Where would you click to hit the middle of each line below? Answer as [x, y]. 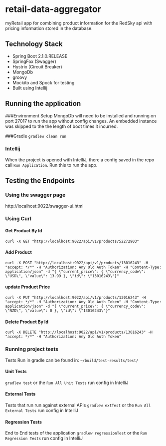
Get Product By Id [24, 231]
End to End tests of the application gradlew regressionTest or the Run [76, 433]
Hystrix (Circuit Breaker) [37, 66]
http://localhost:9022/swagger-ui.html [44, 206]
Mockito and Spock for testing [43, 82]
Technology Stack [34, 44]
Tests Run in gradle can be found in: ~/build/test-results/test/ [72, 360]
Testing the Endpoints [40, 181]
